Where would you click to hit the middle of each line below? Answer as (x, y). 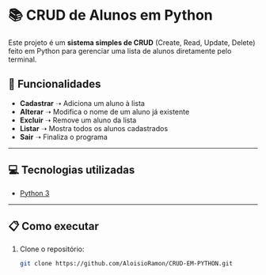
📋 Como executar (53, 226)
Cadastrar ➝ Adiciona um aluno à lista (82, 103)
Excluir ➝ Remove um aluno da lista (78, 120)
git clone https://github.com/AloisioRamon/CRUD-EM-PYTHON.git (126, 264)
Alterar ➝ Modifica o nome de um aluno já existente (104, 111)
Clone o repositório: (52, 249)
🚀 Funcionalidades (55, 84)
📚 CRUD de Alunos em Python (111, 15)
